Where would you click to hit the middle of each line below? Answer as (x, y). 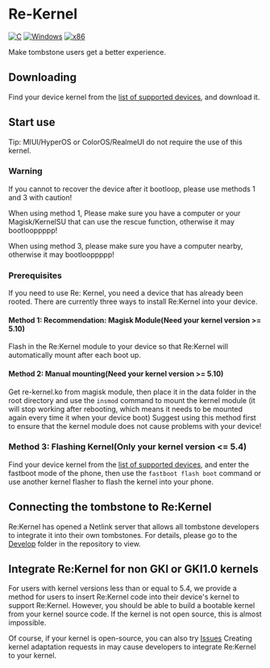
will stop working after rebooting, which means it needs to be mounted (126, 409)
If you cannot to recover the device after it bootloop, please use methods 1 (132, 189)
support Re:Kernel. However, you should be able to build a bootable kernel (132, 606)
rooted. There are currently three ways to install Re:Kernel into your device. (133, 302)
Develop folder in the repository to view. (75, 544)
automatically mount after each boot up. (75, 355)
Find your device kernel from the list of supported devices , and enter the (129, 464)
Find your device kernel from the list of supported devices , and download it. (134, 97)
